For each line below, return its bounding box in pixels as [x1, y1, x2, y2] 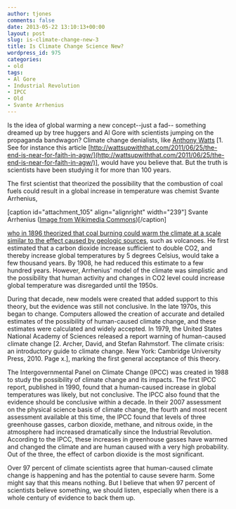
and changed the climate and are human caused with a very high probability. [7, 442, 230, 451]
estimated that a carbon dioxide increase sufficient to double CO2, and [7, 244, 212, 252]
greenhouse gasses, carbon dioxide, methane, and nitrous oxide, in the [7, 420, 213, 428]
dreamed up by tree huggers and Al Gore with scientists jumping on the [7, 128, 214, 137]
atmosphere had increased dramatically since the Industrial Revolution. [7, 428, 213, 436]
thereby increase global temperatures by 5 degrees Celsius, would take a [7, 251, 219, 260]
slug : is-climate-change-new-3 [7, 37, 99, 44]
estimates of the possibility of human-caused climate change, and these [7, 317, 216, 325]
